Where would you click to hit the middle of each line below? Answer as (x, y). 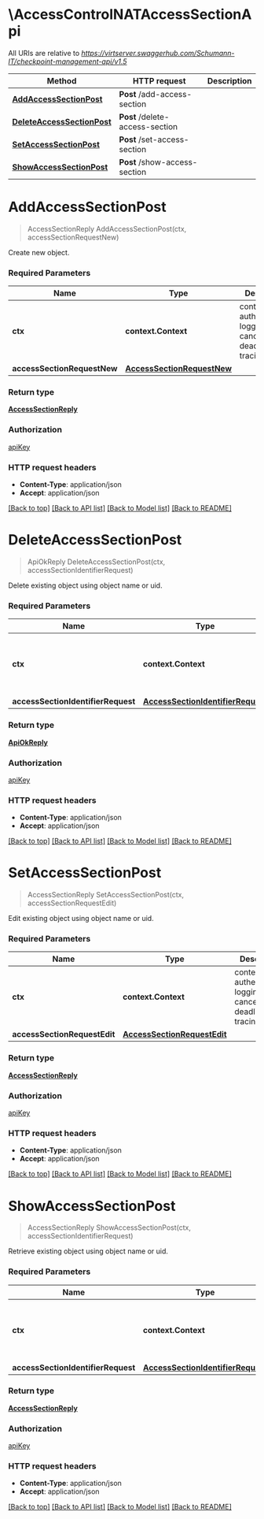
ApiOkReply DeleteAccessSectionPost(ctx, (96, 562)
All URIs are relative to (44, 53)
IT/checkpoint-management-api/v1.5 (68, 61)
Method (62, 80)
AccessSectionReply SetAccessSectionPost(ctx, (106, 895)
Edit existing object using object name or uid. (81, 919)
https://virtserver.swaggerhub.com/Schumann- (158, 53)
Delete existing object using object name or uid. (85, 585)
